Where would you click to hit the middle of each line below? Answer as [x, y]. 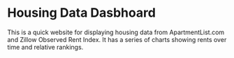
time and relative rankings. [45, 47]
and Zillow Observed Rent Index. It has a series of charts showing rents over [117, 39]
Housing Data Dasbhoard [81, 13]
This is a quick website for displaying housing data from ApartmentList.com [116, 32]
